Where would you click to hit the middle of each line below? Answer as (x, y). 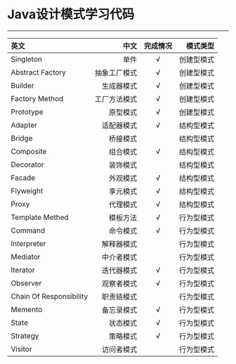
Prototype (27, 112)
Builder (22, 85)
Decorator (27, 164)
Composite (29, 151)
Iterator (23, 270)
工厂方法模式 (116, 99)
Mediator (26, 256)
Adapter (24, 125)
